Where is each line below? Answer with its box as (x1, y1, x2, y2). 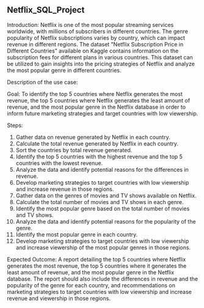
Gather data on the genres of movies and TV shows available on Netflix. (15, 192, 197, 199)
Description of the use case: (7, 78, 78, 86)
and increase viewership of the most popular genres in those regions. (15, 244, 191, 251)
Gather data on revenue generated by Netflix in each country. (15, 133, 170, 141)
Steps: (7, 122, 23, 129)
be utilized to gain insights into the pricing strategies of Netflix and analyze (7, 60, 195, 67)
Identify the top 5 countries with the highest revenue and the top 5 (15, 153, 183, 160)
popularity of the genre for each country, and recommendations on (7, 281, 176, 289)
